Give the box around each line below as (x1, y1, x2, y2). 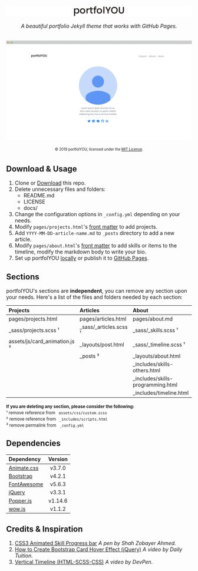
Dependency (8, 456, 41, 463)
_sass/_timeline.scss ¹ (132, 341, 186, 348)
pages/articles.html (79, 315, 127, 322)
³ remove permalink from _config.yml (6, 422, 84, 428)
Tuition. (14, 552, 34, 559)
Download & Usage (6, 164, 78, 174)
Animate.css (8, 464, 39, 471)
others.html (132, 367, 161, 374)
